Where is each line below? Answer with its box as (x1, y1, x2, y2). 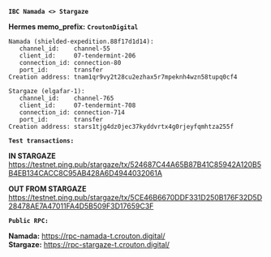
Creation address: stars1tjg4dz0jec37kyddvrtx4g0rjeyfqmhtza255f (8, 122, 234, 131)
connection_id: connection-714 (19, 109, 126, 117)
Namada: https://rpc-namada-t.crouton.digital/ (8, 231, 166, 241)
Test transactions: (8, 137, 75, 145)
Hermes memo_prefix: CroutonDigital (8, 22, 139, 32)
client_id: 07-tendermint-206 (19, 52, 136, 60)
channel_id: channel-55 (19, 45, 111, 53)
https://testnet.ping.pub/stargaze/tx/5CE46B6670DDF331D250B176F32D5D (8, 193, 263, 202)
